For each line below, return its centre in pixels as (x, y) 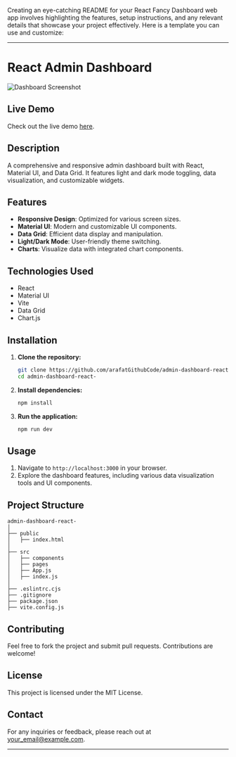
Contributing (36, 629)
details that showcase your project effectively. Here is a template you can (113, 25)
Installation (32, 340)
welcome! (21, 653)
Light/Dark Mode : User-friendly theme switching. (89, 241)
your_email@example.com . (46, 739)
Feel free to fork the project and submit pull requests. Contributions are (110, 646)
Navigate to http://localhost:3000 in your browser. (92, 468)
